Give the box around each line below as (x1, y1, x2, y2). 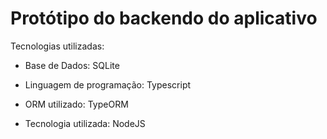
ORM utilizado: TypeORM (24, 98, 129, 110)
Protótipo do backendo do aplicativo (10, 7, 318, 30)
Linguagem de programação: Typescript (24, 78, 192, 91)
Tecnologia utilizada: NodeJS (24, 117, 146, 129)
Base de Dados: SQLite (24, 59, 120, 71)
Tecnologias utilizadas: (10, 40, 105, 52)
